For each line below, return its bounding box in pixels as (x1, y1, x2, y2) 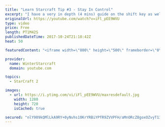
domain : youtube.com (9, 65, 52, 71)
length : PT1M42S (5, 30, 38, 35)
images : (5, 88, 21, 93)
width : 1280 (14, 97, 38, 102)
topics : (5, 74, 21, 80)
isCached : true (14, 106, 45, 111)
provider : (5, 57, 26, 62)
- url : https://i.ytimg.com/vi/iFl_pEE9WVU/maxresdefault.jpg (9, 92, 139, 97)
